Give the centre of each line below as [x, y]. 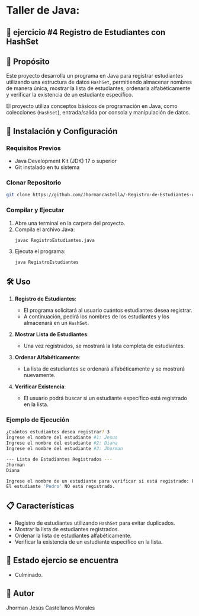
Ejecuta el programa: [40, 251]
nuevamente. [40, 375]
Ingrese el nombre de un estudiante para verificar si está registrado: [98, 481]
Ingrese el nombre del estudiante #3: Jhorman [65, 449]
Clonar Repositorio [34, 183]
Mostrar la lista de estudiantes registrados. [67, 529]
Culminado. [29, 574]
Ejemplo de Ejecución [38, 420]
